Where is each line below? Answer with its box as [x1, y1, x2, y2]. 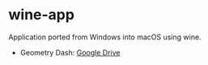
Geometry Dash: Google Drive [19, 47, 121, 57]
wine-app [8, 6, 75, 24]
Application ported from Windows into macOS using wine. [8, 32, 202, 42]
